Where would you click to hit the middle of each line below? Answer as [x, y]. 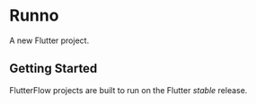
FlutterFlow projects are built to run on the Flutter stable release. [128, 90]
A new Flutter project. [49, 40]
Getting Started [53, 69]
